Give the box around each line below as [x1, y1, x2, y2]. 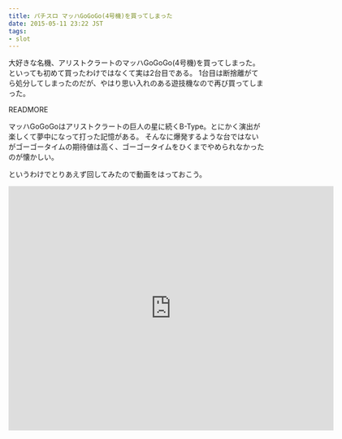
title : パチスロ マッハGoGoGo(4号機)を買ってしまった [8, 11, 173, 20]
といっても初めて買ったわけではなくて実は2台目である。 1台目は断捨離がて [8, 68, 259, 78]
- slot [8, 34, 31, 43]
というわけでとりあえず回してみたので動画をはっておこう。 [8, 169, 207, 179]
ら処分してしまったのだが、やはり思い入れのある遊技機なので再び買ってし [8, 78, 258, 88]
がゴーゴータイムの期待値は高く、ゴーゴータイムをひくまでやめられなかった [8, 142, 265, 151]
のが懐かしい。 [8, 152, 58, 162]
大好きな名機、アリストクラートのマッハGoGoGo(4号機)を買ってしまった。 [8, 58, 260, 68]
